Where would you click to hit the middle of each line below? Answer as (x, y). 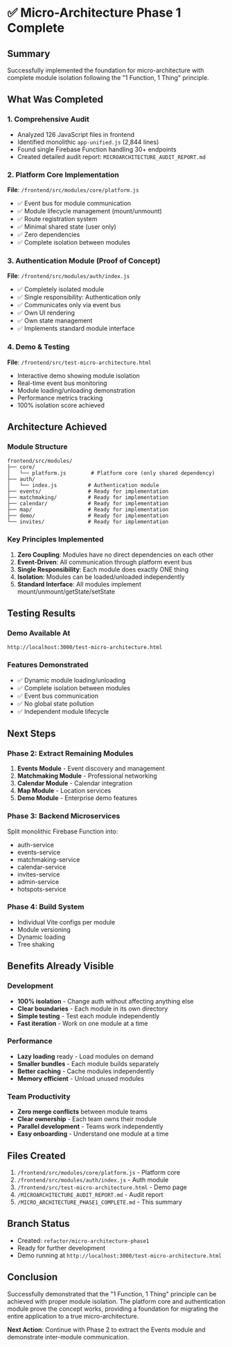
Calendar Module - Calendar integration (75, 783)
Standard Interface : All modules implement (79, 584)
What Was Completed (55, 100)
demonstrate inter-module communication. (68, 1337)
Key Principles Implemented (55, 539)
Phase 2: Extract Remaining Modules (70, 753)
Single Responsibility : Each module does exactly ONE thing (103, 569)
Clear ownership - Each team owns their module (87, 1119)
